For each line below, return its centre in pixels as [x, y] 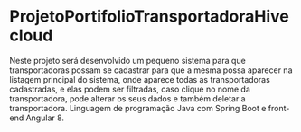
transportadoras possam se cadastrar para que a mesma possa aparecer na [151, 70]
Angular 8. [45, 118]
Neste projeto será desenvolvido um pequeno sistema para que [127, 60]
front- [279, 108]
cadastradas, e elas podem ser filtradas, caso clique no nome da [130, 89]
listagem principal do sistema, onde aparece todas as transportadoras [140, 79]
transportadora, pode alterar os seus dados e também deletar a [127, 98]
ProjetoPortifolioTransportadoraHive [149, 17]
